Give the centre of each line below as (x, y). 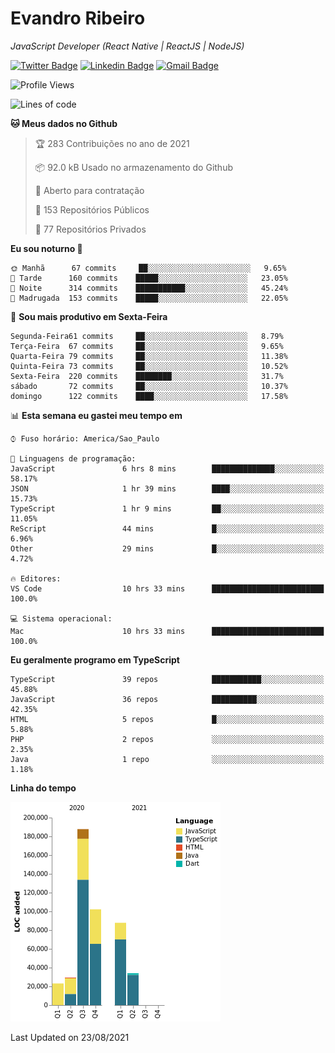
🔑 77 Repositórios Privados (90, 229)
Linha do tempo (43, 788)
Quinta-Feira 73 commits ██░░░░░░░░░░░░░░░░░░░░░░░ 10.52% (149, 366)
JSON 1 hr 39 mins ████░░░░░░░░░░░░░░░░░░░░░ (167, 488)
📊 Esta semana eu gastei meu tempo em (96, 415)
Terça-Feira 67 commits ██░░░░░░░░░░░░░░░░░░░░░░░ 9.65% (147, 346)
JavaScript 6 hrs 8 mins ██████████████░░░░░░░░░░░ (167, 468)
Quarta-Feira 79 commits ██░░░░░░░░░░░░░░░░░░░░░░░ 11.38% (149, 356)
